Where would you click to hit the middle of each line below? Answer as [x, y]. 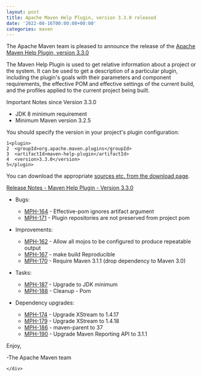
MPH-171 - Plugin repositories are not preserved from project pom [107, 218]
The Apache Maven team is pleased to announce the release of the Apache [101, 46]
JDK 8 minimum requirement [51, 114]
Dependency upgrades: [45, 303]
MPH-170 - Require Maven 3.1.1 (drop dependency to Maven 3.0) [105, 261]
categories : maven [30, 29]
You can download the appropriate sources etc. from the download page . [98, 176]
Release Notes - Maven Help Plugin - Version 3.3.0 [70, 188]
